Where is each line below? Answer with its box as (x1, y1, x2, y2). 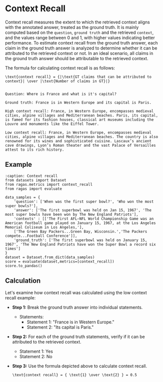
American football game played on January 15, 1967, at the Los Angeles (5, 221, 156, 225)
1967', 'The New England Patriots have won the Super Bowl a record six (5, 242, 156, 247)
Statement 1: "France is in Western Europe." (26, 319, 115, 325)
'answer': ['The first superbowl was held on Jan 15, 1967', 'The (14, 207, 152, 213)
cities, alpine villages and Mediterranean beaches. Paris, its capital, (5, 113, 159, 118)
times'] (5, 246, 21, 251)
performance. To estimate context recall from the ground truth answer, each (5, 40, 158, 45)
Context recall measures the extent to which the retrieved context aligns (5, 19, 150, 25)
